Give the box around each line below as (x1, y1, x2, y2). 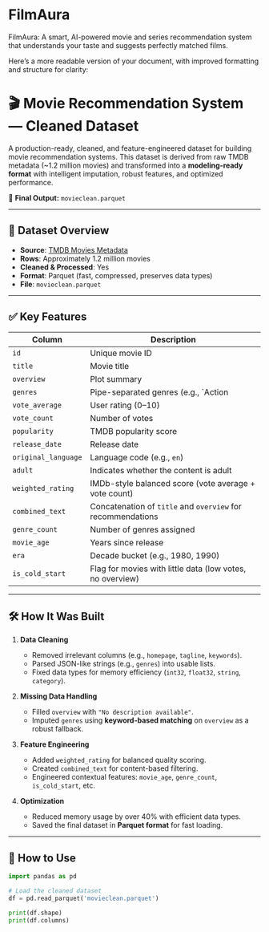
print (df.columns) (8, 916, 70, 924)
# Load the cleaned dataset (8, 887, 102, 895)
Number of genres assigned (90, 524, 195, 535)
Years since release (90, 537, 164, 548)
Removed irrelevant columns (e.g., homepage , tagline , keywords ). (31, 650, 243, 660)
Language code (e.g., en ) (90, 452, 184, 463)
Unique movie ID (90, 347, 152, 359)
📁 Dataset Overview (8, 224, 110, 237)
